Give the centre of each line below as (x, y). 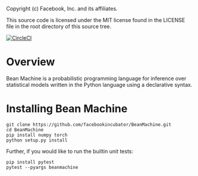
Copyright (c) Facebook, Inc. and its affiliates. (62, 9)
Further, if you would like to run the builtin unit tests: (70, 151)
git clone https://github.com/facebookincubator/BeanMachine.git (89, 124)
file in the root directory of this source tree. (59, 26)
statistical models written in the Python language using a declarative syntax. (99, 84)
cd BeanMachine (25, 130)
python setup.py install (37, 140)
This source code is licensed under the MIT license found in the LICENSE (96, 20)
